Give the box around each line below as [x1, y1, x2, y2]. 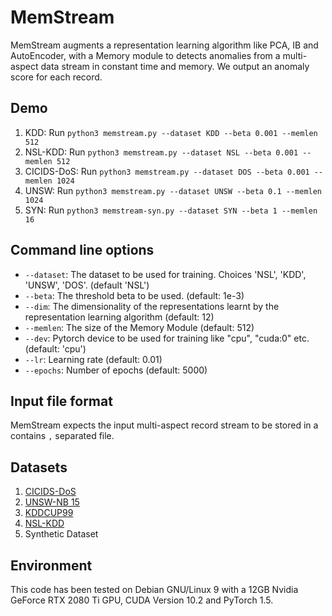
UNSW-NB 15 [24, 496, 80, 508]
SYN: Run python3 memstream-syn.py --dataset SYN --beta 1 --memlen [24, 204, 318, 216]
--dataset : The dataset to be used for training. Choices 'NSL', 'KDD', [24, 268, 307, 280]
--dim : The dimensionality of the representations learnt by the [24, 300, 280, 312]
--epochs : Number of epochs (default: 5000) [24, 364, 208, 376]
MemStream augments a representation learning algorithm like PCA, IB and [10, 39, 319, 51]
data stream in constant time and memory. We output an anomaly [40, 60, 310, 72]
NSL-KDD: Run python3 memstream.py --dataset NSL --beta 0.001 [24, 146, 299, 158]
